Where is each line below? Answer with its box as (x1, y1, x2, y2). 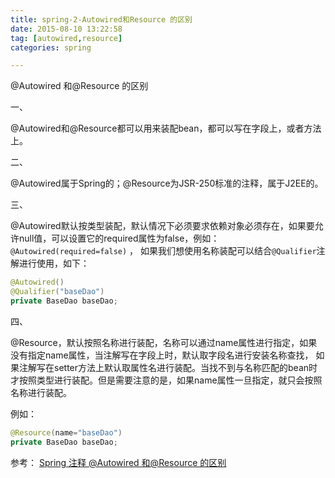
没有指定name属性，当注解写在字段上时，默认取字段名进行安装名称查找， (10, 349, 314, 361)
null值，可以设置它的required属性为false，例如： (18, 232, 220, 245)
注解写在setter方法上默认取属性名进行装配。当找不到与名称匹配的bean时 (18, 361, 318, 373)
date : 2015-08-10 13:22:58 (10, 24, 123, 34)
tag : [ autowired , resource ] (10, 33, 123, 43)
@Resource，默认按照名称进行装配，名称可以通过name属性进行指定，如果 (10, 336, 318, 348)
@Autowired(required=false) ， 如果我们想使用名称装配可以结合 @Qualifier (10, 245, 317, 257)
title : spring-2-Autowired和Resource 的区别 (10, 14, 193, 25)
